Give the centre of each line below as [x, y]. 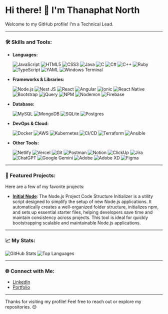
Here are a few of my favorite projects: [45, 186]
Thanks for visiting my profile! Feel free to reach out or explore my [73, 301]
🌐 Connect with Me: [30, 271]
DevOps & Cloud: [30, 123]
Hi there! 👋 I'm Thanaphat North [72, 10]
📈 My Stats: [20, 240]
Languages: [25, 55]
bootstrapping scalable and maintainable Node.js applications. [76, 222]
